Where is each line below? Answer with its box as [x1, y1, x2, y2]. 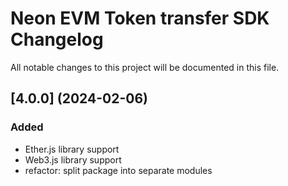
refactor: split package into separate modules [24, 164, 213, 176]
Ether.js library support [24, 143, 120, 155]
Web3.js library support [24, 153, 122, 166]
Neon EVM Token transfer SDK [10, 7, 270, 30]
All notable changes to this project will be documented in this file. [10, 61, 280, 73]
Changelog [10, 28, 104, 51]
